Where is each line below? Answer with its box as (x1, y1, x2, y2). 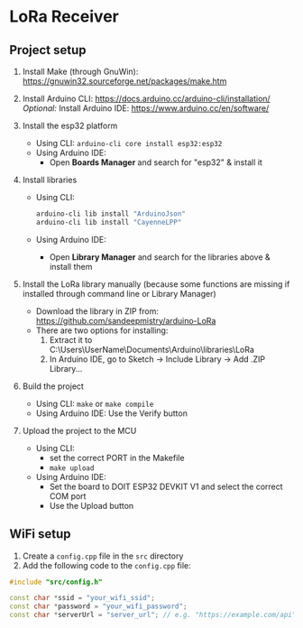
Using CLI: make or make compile (35, 398, 154, 409)
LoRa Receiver (9, 6, 119, 27)
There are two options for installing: (35, 325, 169, 336)
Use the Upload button (49, 500, 134, 511)
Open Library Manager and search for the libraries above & (49, 251, 271, 263)
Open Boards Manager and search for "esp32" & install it (49, 157, 263, 168)
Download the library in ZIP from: (35, 305, 160, 317)
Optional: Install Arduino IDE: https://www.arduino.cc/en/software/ (22, 103, 270, 114)
